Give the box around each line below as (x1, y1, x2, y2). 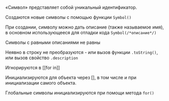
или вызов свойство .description (5, 55, 78, 61)
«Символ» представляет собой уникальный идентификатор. (5, 5, 137, 10)
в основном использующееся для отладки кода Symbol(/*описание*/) (5, 30, 157, 35)
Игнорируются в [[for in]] (5, 65, 60, 70)
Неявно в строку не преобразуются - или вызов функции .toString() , (5, 49, 158, 55)
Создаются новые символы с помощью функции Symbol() (5, 14, 132, 20)
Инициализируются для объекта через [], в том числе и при (5, 74, 137, 81)
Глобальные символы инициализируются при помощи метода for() (5, 90, 155, 96)
